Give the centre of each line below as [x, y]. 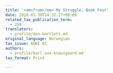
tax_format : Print [25, 58]
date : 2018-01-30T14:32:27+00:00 [41, 15]
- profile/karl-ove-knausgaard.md [47, 53]
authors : [15, 48]
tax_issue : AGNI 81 [26, 44]
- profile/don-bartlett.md [39, 34]
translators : [19, 29]
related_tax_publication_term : [39, 20]
